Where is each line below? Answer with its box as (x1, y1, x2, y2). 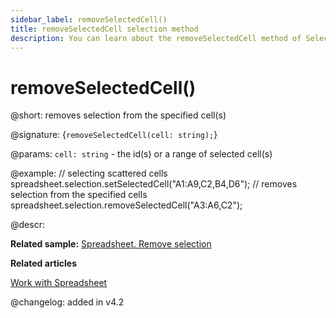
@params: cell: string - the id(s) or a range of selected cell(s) (10, 148, 273, 160)
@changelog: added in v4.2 (10, 296, 125, 308)
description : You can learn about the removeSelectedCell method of (10, 33, 302, 43)
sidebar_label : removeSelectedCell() (10, 14, 168, 25)
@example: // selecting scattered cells (10, 167, 168, 180)
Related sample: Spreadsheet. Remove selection (10, 238, 212, 250)
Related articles (10, 257, 77, 270)
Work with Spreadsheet (10, 277, 108, 289)
